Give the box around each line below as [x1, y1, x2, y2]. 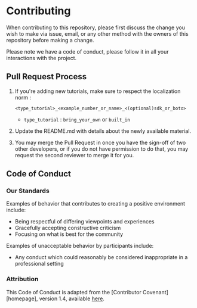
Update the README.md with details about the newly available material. [14, 127, 192, 135]
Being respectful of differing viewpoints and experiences [14, 218, 155, 225]
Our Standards [6, 186, 50, 195]
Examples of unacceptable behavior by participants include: [6, 242, 154, 250]
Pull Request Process [6, 71, 87, 82]
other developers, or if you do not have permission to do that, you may [14, 145, 189, 153]
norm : [14, 94, 32, 101]
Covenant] [142, 288, 169, 295]
